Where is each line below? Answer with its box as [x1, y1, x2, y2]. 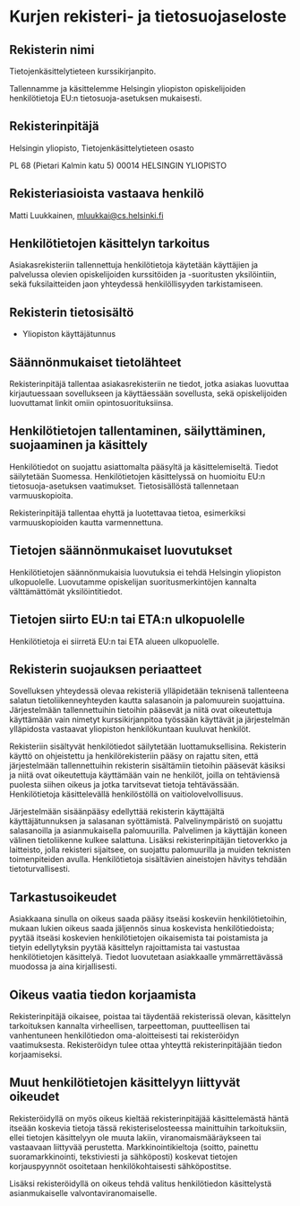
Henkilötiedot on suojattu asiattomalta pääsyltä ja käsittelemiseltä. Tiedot [9, 461, 279, 472]
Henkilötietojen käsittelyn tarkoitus [9, 236, 210, 251]
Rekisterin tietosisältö [9, 304, 134, 320]
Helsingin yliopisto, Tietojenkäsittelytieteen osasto [9, 142, 194, 154]
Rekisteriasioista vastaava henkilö [9, 186, 204, 201]
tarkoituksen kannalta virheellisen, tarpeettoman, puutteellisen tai [9, 1020, 251, 1031]
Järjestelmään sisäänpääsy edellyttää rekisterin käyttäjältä [9, 806, 226, 817]
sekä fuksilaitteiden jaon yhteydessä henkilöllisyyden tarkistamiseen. [9, 278, 263, 289]
